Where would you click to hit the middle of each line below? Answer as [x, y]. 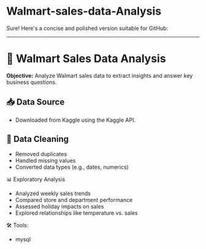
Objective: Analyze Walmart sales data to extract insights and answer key [100, 75]
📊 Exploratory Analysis [36, 179]
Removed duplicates [41, 154]
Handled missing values [45, 160]
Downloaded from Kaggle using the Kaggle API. [75, 120]
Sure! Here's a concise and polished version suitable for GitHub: [87, 28]
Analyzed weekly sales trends [53, 193]
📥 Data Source [36, 102]
